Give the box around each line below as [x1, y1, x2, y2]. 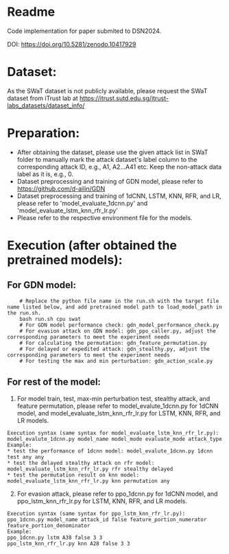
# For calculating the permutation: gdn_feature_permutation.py [19, 339, 207, 346]
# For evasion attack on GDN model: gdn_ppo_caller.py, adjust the [19, 327, 216, 335]
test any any [7, 453, 45, 460]
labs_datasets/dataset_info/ [7, 101, 85, 110]
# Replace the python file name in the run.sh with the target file [19, 298, 219, 304]
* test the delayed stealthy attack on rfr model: [7, 459, 155, 466]
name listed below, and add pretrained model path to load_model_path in [7, 303, 223, 311]
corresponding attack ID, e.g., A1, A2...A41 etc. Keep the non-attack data [16, 162, 222, 171]
